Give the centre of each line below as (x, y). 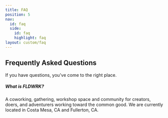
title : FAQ (17, 10)
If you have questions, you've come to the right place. (61, 75)
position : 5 (18, 15)
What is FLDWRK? (25, 86)
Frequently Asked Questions (51, 63)
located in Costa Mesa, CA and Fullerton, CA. (52, 110)
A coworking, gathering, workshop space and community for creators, (78, 99)
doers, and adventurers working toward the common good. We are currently (84, 104)
